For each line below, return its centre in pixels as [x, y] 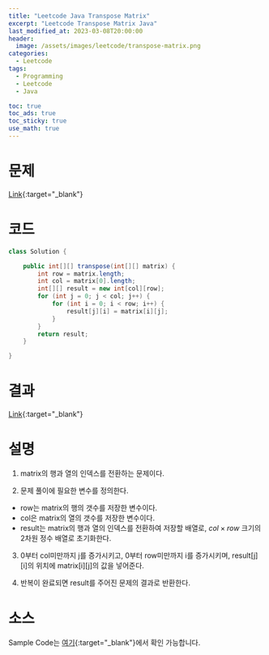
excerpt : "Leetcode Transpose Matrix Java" [83, 24]
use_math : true [34, 129]
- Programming [39, 76]
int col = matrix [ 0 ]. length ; [87, 281]
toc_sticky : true [38, 121]
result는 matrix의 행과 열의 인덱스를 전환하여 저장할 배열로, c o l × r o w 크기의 [141, 528]
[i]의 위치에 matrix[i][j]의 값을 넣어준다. [82, 565]
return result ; [63, 334]
